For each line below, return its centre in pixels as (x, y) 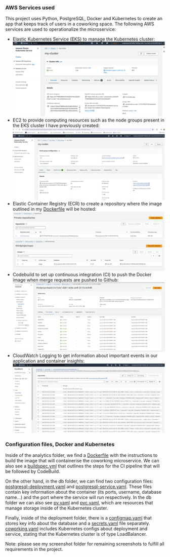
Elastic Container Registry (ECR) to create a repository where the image (87, 204)
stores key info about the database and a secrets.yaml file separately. (78, 524)
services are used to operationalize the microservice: (61, 29)
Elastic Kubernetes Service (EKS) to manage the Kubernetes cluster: (84, 39)
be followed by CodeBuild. (33, 471)
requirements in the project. (34, 549)
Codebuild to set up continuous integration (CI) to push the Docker (82, 274)
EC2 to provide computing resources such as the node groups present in (88, 120)
